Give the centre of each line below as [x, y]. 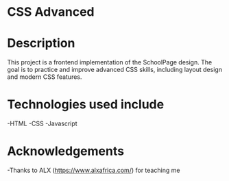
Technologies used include [86, 105]
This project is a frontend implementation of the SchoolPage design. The [110, 62]
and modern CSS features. [45, 77]
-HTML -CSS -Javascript [42, 123]
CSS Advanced [51, 12]
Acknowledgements [66, 151]
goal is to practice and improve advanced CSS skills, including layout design [115, 70]
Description [41, 44]
